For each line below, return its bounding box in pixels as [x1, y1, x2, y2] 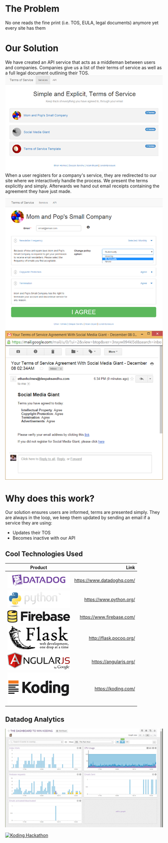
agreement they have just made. [5, 188, 71, 194]
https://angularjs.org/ [91, 659, 135, 665]
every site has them [5, 25, 46, 31]
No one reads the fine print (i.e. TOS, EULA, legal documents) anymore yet [5, 20, 159, 26]
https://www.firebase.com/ [79, 614, 135, 620]
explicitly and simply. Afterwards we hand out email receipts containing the [5, 183, 160, 189]
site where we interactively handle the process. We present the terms [5, 178, 148, 184]
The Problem [5, 3, 59, 15]
